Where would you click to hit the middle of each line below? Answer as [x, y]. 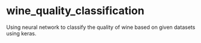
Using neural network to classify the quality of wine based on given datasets [101, 27]
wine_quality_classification [75, 11]
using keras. [21, 33]
